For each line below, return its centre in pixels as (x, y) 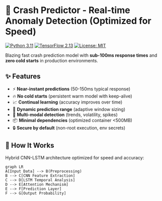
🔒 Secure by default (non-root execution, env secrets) (69, 128)
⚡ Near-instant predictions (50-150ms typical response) (71, 89)
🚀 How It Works (30, 145)
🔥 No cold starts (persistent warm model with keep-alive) (72, 96)
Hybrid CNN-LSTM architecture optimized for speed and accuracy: (75, 157)
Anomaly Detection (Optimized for (78, 21)
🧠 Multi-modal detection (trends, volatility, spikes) (65, 115)
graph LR (14, 167)
